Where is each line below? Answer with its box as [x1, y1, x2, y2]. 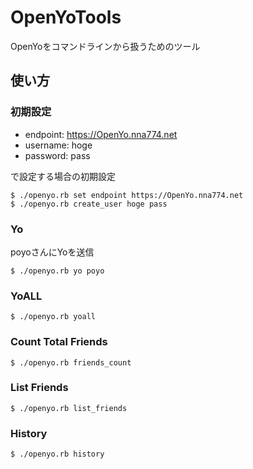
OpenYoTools [10, 6, 122, 29]
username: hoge [24, 139, 93, 151]
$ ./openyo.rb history [10, 449, 105, 460]
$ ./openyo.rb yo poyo [10, 266, 105, 276]
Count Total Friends [10, 335, 108, 349]
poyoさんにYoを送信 [10, 246, 95, 258]
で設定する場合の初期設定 [10, 170, 116, 182]
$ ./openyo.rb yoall [10, 312, 97, 322]
